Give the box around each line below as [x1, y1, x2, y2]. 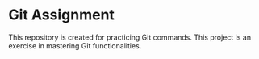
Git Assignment [8, 6, 115, 24]
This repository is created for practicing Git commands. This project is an [8, 32, 252, 42]
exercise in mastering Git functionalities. [8, 40, 142, 50]
